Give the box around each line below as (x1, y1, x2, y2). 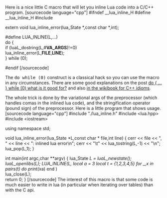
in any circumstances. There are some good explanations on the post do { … (5, 80, 162, 86)
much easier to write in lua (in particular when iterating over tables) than (5, 182, 154, 188)
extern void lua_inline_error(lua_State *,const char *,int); (5, 24, 119, 30)
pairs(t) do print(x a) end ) (5, 166, 57, 172)
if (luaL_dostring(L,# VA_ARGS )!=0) (5, 45, 77, 50)
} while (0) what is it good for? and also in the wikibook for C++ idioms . (5, 85, 151, 91)
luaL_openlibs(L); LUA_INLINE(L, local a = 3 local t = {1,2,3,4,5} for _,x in (5, 161, 154, 166)
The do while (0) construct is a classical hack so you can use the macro (5, 75, 160, 80)
